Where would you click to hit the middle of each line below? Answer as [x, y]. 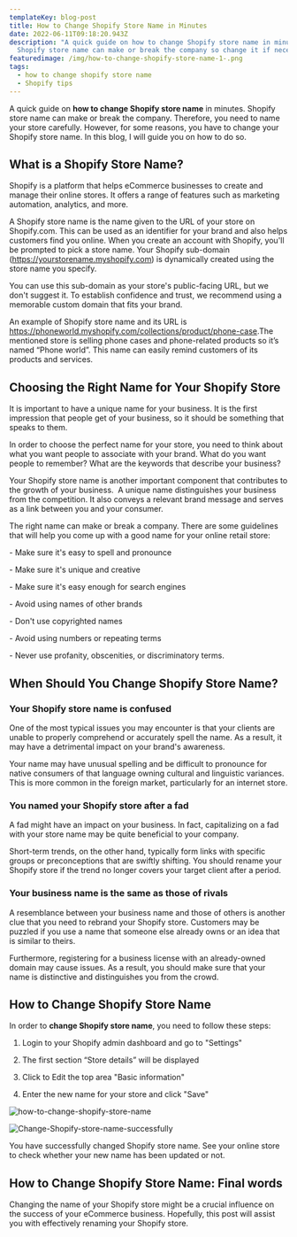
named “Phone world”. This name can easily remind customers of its [133, 350]
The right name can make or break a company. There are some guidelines [144, 526]
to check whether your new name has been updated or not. [117, 1156]
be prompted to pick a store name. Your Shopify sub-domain [120, 250]
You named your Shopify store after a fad [99, 805]
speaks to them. [38, 428]
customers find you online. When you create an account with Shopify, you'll [147, 241]
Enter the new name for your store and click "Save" [115, 1094]
